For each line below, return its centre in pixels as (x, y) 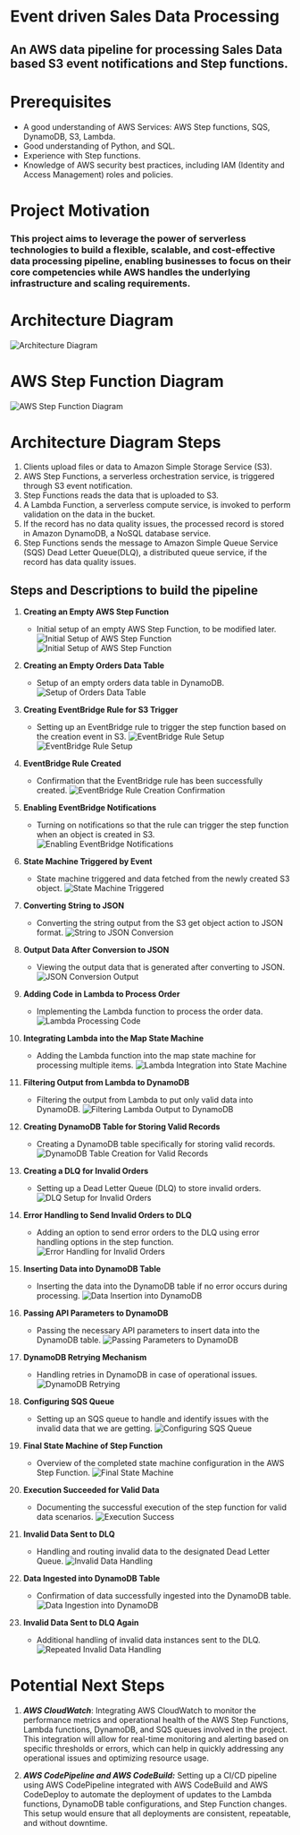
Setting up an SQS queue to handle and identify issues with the (152, 1419)
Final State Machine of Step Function (93, 1446)
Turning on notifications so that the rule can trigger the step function (162, 825)
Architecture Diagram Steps (116, 442)
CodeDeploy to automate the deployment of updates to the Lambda (147, 1795)
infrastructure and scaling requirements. (100, 283)
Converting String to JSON (73, 905)
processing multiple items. (85, 1065)
